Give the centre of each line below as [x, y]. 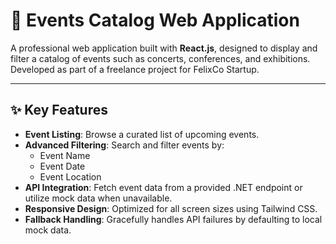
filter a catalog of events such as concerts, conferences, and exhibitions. [160, 58]
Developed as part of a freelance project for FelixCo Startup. [135, 69]
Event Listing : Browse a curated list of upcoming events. [142, 134]
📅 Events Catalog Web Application [155, 20]
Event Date [62, 166]
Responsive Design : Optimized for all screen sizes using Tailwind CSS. [171, 208]
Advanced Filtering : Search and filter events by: [124, 145]
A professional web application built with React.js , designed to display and [164, 48]
